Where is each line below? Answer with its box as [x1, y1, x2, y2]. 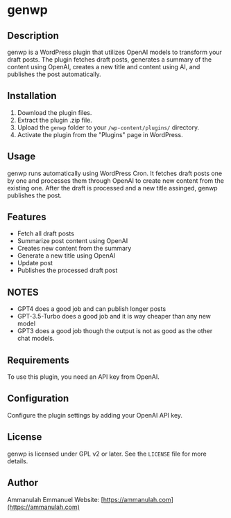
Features [7, 211, 46, 223]
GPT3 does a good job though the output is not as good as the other [17, 327, 213, 335]
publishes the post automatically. [7, 70, 102, 78]
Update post [17, 259, 53, 267]
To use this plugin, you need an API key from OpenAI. [7, 373, 160, 381]
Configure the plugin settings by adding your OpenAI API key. [7, 411, 182, 419]
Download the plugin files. [17, 108, 92, 116]
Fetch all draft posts [17, 229, 75, 238]
